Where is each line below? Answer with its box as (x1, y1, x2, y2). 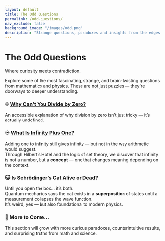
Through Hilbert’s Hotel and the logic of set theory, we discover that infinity (5, 151, 159, 157)
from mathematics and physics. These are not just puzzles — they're (5, 83, 145, 89)
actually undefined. (5, 117, 44, 123)
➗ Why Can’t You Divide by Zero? (5, 100, 86, 107)
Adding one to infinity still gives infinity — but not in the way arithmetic (5, 141, 149, 147)
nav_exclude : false (5, 21, 45, 26)
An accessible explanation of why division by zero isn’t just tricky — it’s (5, 112, 150, 118)
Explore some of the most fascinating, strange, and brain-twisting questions (5, 77, 160, 83)
